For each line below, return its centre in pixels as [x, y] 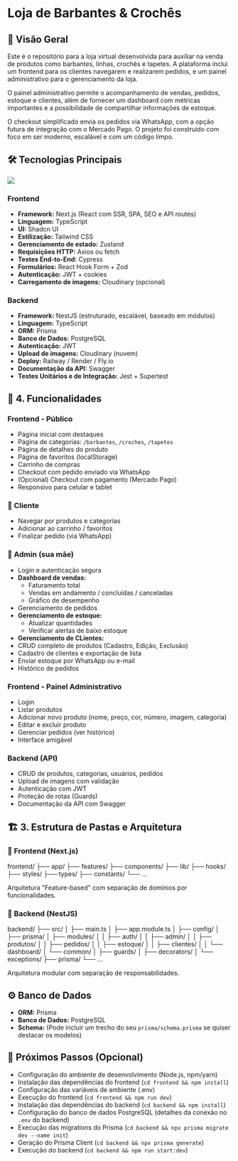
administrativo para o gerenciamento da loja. [73, 79]
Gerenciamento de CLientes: [61, 638]
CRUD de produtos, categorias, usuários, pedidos [90, 774]
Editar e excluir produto [52, 724]
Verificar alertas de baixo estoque [78, 630]
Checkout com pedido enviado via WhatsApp [84, 472]
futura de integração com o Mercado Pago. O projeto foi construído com [113, 129]
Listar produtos [40, 709]
